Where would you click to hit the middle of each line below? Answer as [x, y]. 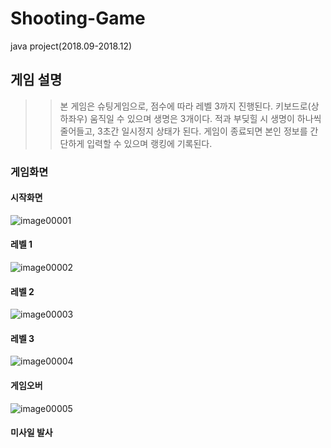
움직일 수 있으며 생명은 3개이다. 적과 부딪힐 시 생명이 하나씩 [205, 118]
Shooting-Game [78, 18]
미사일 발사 [31, 433]
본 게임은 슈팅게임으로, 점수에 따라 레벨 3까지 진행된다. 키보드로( [185, 106]
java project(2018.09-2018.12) [71, 46]
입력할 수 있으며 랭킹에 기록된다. [149, 143]
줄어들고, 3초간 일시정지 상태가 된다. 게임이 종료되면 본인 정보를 [183, 131]
